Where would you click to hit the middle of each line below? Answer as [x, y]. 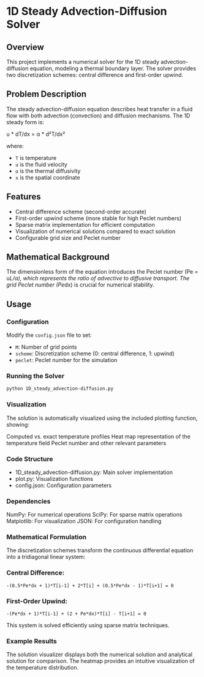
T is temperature [36, 157]
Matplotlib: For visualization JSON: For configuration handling [84, 521]
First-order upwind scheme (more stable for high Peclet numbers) [98, 218]
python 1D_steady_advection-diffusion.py [60, 389]
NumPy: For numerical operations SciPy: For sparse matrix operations [94, 515]
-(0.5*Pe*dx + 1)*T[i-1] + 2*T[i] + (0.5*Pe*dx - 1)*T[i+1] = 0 [90, 585]
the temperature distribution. [42, 668]
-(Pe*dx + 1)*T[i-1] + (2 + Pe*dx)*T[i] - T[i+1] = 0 [77, 614]
